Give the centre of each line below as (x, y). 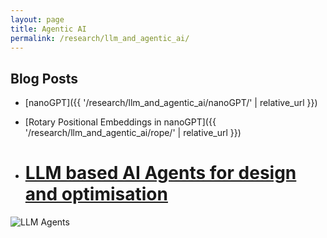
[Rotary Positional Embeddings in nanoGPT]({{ (120, 122)
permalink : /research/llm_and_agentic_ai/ (100, 38)
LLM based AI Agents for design (160, 173)
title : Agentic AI (48, 29)
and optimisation (96, 194)
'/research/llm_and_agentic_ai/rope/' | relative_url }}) (133, 133)
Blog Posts (44, 78)
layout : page (37, 19)
